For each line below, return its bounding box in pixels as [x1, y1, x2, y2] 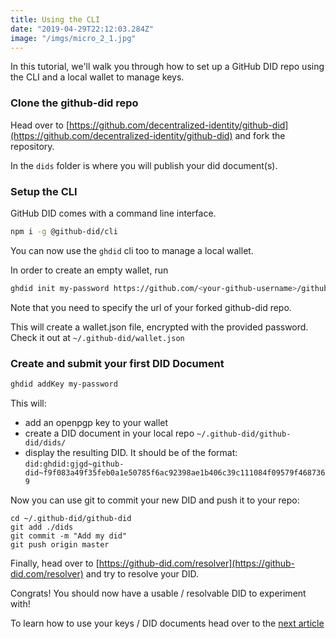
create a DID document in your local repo [24, 427, 195, 439]
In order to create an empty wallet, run [10, 264, 169, 276]
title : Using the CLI [10, 14, 101, 25]
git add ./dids [10, 522, 74, 532]
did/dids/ [24, 437, 67, 448]
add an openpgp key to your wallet [24, 416, 169, 428]
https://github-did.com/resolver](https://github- [98, 557, 296, 569]
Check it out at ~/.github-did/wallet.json [10, 331, 185, 343]
